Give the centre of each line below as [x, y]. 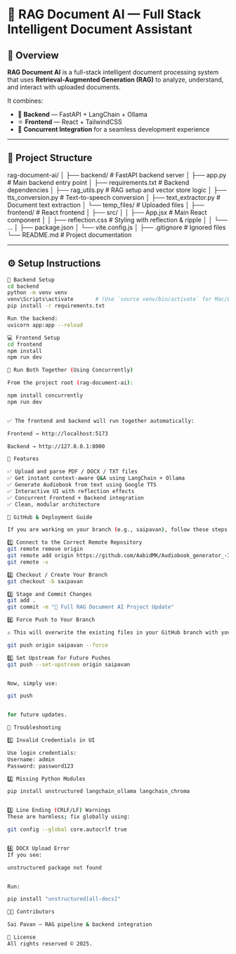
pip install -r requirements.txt [56, 306]
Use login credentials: [42, 753]
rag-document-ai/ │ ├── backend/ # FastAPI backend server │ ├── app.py [117, 174]
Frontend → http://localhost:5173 [58, 433]
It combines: [25, 101]
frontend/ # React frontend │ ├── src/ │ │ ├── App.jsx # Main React [107, 212]
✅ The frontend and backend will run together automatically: [101, 421]
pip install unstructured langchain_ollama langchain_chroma [99, 791]
